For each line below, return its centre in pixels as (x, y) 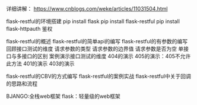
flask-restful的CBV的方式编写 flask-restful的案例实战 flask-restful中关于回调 (99, 76)
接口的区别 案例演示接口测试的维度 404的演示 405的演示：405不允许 (106, 56)
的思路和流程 (22, 84)
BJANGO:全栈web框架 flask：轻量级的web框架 (63, 96)
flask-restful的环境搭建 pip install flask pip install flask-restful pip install (93, 21)
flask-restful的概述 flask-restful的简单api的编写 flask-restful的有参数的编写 (97, 41)
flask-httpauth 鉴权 (29, 29)
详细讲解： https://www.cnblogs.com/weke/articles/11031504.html (87, 9)
